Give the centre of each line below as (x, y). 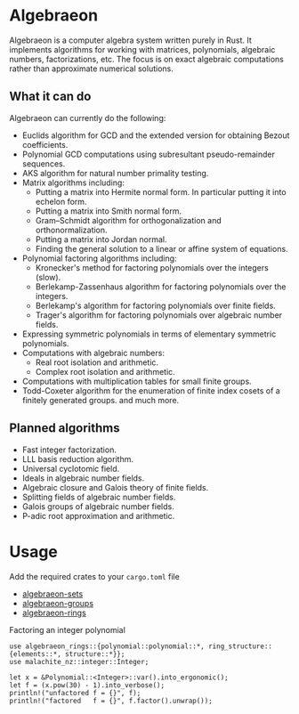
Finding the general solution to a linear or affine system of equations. (162, 248)
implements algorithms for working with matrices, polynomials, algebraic (142, 49)
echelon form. (61, 201)
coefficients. (45, 144)
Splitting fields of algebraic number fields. (99, 497)
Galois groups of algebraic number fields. (98, 506)
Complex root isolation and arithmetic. (105, 371)
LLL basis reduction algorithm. (77, 458)
